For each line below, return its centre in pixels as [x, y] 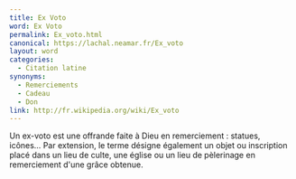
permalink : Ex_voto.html [56, 34]
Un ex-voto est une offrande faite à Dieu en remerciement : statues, [135, 136]
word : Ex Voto [36, 26]
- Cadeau [34, 93]
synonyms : [28, 77]
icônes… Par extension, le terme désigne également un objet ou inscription [148, 146]
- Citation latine [52, 69]
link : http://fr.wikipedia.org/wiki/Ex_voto [94, 110]
